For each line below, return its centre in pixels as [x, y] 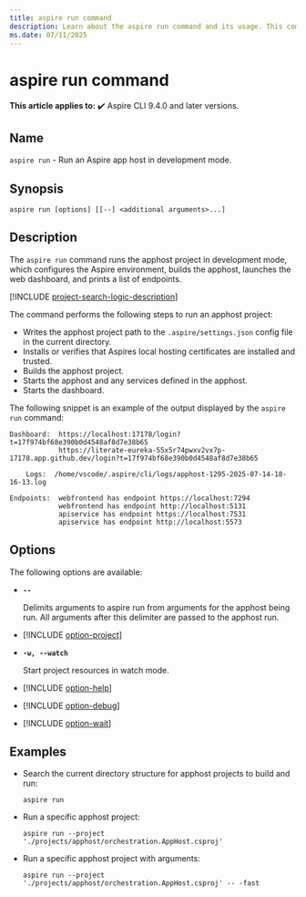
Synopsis [36, 188]
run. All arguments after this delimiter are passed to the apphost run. [151, 617]
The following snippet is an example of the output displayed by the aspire [148, 408]
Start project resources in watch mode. [96, 670]
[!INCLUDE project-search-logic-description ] [94, 297]
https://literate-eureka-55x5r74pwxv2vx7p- [142, 450]
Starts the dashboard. [63, 390]
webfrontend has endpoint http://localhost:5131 [152, 506]
